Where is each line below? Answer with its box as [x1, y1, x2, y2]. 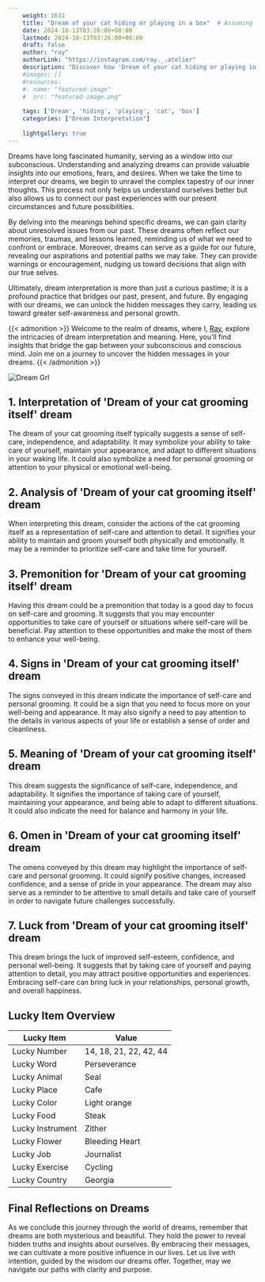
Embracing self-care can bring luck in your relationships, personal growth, [8, 978, 251, 987]
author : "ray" [22, 48, 69, 56]
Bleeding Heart [84, 1136, 141, 1147]
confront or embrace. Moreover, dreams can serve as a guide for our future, [8, 242, 256, 252]
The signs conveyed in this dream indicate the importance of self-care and [8, 690, 252, 700]
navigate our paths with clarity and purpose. [8, 1265, 153, 1274]
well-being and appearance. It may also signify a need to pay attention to [8, 707, 247, 717]
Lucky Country [12, 1174, 67, 1185]
